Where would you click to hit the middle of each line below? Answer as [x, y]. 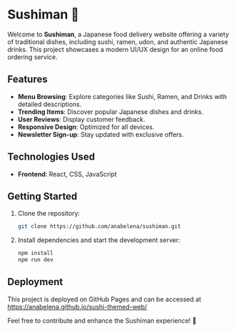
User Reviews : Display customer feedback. [81, 119]
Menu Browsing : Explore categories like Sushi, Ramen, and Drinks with [122, 96]
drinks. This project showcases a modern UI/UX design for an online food [115, 49]
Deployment [35, 282]
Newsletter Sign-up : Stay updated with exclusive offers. [101, 134]
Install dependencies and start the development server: [99, 240]
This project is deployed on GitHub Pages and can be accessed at [104, 299]
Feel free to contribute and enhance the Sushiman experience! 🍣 [102, 321]
